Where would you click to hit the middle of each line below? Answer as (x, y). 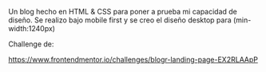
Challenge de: (31, 44)
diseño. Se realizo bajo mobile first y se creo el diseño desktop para (120, 20)
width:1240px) (32, 28)
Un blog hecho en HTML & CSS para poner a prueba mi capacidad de (123, 12)
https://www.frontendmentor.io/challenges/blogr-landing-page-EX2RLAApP (133, 60)
